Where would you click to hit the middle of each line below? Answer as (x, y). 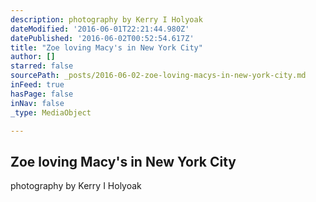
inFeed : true (37, 85)
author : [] (33, 57)
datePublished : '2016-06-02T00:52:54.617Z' (102, 38)
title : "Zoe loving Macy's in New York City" (106, 47)
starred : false (42, 66)
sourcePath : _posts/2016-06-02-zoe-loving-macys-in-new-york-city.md (158, 76)
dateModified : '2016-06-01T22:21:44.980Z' (100, 29)
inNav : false (37, 103)
